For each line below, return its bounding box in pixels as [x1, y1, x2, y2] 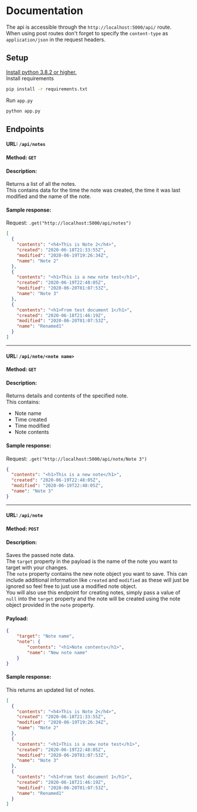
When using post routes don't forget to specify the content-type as [6, 29, 168, 36]
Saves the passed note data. [6, 552, 75, 559]
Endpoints [6, 124, 45, 134]
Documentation [6, 4, 84, 18]
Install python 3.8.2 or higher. [6, 69, 77, 76]
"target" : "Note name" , [16, 633, 75, 640]
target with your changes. [6, 564, 69, 571]
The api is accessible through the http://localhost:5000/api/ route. [6, 23, 172, 30]
